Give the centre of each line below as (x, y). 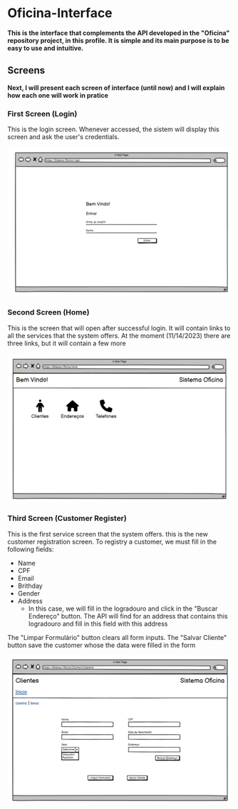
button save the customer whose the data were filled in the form (102, 645)
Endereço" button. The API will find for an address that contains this (128, 616)
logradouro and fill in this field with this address (98, 624)
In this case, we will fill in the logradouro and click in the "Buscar (123, 609)
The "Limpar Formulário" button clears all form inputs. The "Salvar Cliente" (117, 637)
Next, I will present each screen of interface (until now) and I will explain (116, 88)
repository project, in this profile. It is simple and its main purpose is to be (118, 40)
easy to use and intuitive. (46, 48)
